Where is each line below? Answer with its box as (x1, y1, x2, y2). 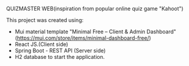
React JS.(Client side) (14, 41, 69, 48)
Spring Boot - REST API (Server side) (14, 47, 106, 54)
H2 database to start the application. (14, 54, 105, 60)
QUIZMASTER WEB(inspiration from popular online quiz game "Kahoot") (6, 5, 184, 12)
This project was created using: (6, 17, 84, 23)
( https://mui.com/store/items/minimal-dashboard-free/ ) (14, 34, 151, 41)
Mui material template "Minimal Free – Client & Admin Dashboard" (14, 28, 176, 35)
